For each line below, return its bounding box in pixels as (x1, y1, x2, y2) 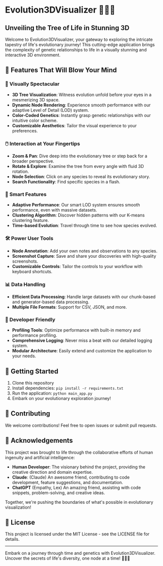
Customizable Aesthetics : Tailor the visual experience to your (12, 122, 137, 128)
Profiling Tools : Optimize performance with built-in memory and (12, 327, 141, 333)
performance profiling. (12, 333, 57, 338)
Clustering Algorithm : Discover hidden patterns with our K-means (12, 212, 145, 218)
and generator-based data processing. (12, 299, 90, 305)
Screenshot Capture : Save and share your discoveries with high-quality (12, 253, 156, 259)
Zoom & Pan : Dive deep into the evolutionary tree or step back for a (12, 153, 147, 159)
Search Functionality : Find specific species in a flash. (12, 179, 120, 184)
